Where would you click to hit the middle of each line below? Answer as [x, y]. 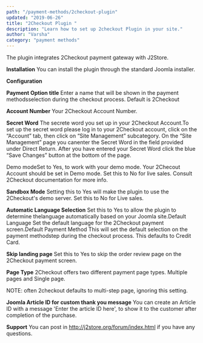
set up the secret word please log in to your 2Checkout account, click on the [102, 129]
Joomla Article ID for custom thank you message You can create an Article [101, 302]
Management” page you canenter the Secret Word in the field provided [95, 142]
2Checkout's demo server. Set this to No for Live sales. [75, 198]
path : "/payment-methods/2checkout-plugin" [62, 12]
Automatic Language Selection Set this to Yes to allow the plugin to [92, 210]
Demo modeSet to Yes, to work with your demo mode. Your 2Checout [93, 167]
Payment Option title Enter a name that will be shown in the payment [92, 93]
